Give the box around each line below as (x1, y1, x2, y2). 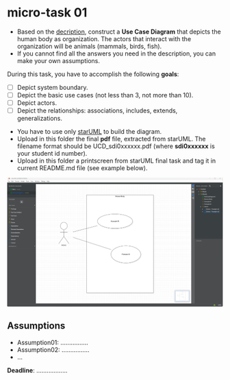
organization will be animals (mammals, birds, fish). (16, 42, 162, 50)
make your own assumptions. (16, 56, 101, 64)
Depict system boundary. (16, 83, 88, 91)
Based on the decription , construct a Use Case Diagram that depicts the (16, 27, 221, 36)
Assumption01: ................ (16, 338, 89, 346)
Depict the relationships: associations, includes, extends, (16, 106, 178, 115)
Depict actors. (16, 99, 57, 107)
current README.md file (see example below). (16, 164, 148, 172)
